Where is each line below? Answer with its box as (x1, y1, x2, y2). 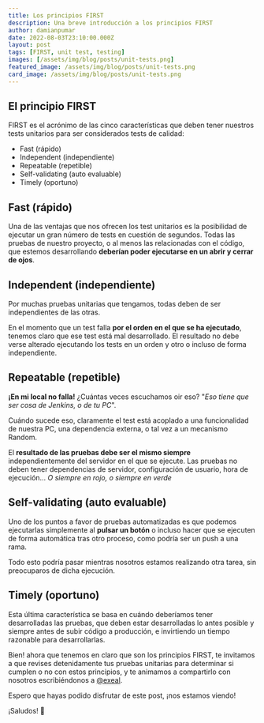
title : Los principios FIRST (8, 11, 104, 20)
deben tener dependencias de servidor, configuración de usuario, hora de (8, 464, 248, 474)
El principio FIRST (8, 100, 97, 113)
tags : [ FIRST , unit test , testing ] (8, 48, 125, 56)
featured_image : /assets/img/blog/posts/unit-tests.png (8, 63, 195, 71)
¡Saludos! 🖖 (8, 706, 46, 715)
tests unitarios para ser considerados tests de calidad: (8, 129, 184, 138)
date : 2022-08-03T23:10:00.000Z (8, 33, 114, 42)
